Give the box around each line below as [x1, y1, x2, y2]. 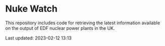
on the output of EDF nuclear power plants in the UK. [5, 25, 115, 31]
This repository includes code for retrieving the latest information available [5, 20, 160, 26]
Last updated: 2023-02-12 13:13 [5, 35, 72, 41]
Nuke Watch [5, 3, 58, 15]
